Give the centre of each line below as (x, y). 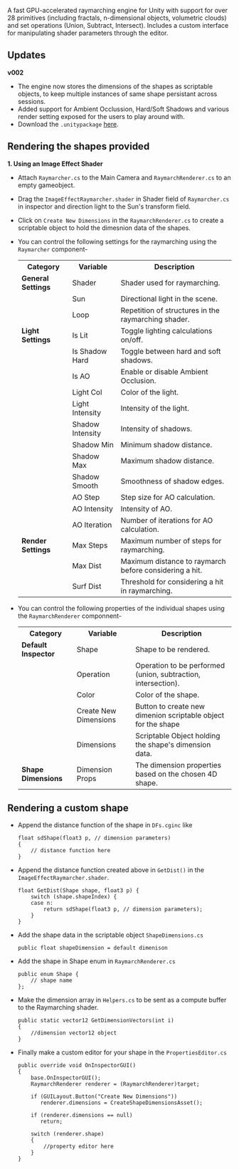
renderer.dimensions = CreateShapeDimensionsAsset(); (122, 1103)
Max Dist (87, 565)
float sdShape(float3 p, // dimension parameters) (94, 838)
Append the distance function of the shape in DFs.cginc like (105, 825)
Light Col (87, 392)
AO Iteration (92, 525)
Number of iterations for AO (167, 520)
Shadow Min (93, 444)
